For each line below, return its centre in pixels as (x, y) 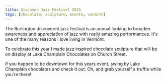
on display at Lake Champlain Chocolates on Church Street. (66, 54)
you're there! (18, 74)
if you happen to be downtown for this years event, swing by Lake (73, 64)
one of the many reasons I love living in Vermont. (55, 39)
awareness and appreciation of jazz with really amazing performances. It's (82, 34)
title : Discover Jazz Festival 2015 (43, 10)
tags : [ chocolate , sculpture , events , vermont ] (55, 14)
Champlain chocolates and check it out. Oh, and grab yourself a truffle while (83, 69)
